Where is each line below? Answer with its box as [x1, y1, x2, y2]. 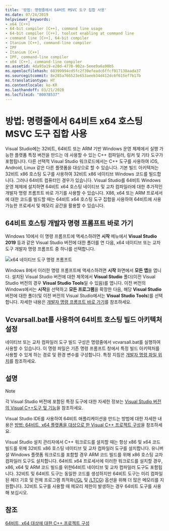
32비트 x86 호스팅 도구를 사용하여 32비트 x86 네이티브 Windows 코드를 [5, 171, 148, 177]
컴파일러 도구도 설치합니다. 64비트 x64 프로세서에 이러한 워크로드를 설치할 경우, [5, 458, 163, 464]
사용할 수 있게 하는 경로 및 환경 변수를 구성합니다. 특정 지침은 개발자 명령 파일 [5, 351, 157, 358]
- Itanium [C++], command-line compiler [5, 40, 92, 46]
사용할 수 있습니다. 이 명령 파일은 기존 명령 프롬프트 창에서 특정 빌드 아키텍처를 [5, 345, 160, 351]
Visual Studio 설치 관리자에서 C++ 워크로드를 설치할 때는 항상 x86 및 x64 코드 [5, 438, 160, 445]
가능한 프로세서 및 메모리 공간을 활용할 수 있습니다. [5, 203, 105, 209]
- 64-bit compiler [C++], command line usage [5, 26, 102, 31]
